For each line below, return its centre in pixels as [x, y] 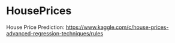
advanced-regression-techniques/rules [55, 33]
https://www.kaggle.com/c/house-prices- [117, 27]
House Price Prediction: [35, 27]
